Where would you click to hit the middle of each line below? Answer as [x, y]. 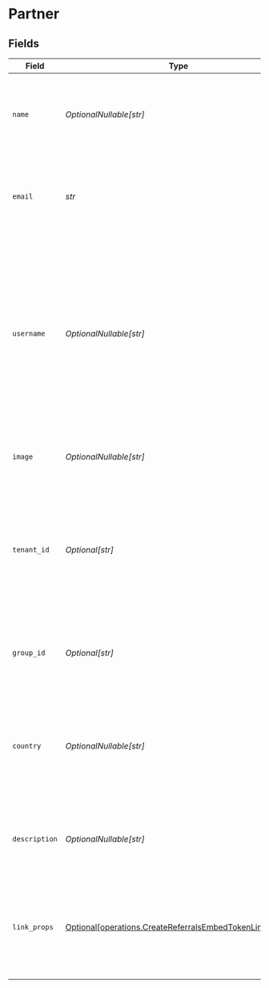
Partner [34, 14]
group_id [29, 653]
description [35, 839]
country [27, 746]
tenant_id [31, 550]
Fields [24, 44]
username [29, 333]
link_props [33, 927]
